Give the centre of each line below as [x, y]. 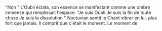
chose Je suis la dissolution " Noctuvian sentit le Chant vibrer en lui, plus [81, 18]
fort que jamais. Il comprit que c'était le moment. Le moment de [71, 23]
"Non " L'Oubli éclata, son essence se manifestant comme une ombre [78, 7]
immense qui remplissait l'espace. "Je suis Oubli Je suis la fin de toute [78, 12]
